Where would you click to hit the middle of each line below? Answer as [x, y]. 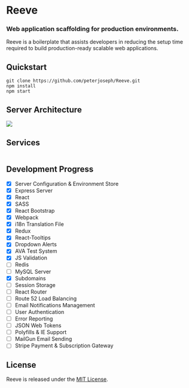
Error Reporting [34, 319]
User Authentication [39, 311]
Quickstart [27, 67]
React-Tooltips [33, 238]
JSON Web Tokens [38, 326]
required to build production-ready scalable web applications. [82, 48]
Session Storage [35, 285]
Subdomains [30, 278]
